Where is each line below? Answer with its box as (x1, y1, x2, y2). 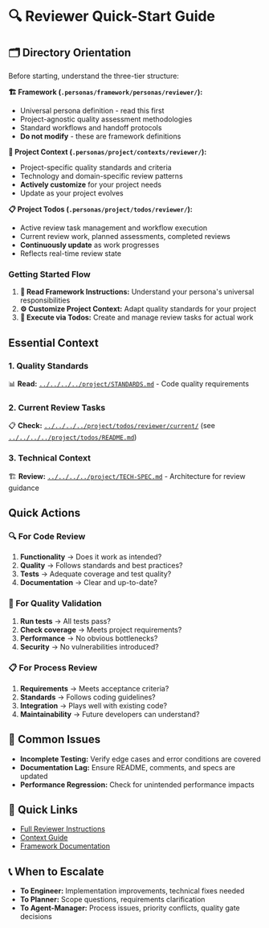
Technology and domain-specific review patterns (19, 171, 183, 180)
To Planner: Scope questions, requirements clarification (19, 895, 206, 905)
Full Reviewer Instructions (19, 824, 106, 834)
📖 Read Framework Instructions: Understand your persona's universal (19, 287, 255, 297)
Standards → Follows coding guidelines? (19, 692, 156, 702)
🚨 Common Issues (8, 732, 101, 746)
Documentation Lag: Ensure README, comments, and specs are (19, 762, 235, 772)
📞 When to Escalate (8, 864, 104, 878)
